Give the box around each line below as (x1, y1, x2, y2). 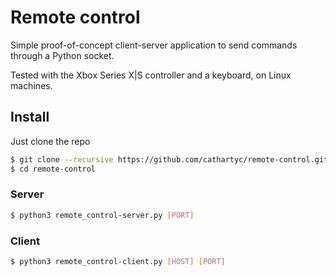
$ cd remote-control (10, 164, 97, 174)
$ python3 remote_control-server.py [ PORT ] (10, 210, 195, 220)
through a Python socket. (10, 49, 115, 61)
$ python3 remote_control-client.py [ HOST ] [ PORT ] (10, 256, 226, 266)
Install (10, 109, 50, 126)
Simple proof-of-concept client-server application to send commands (10, 39, 298, 51)
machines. (10, 79, 53, 91)
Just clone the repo (10, 135, 91, 147)
